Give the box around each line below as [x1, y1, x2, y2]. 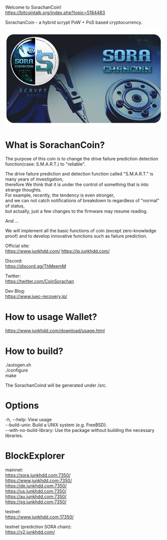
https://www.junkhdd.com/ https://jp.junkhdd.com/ [5, 248, 110, 254]
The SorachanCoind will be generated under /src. [5, 382, 107, 389]
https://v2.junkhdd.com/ [5, 529, 55, 535]
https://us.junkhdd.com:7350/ [5, 488, 66, 494]
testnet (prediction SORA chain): [5, 524, 72, 530]
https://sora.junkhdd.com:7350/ [5, 472, 71, 478]
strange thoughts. [5, 187, 42, 193]
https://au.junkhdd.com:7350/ [5, 494, 66, 500]
